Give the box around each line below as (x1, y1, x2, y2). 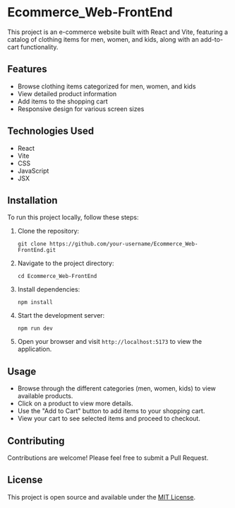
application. (17, 345, 52, 354)
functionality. (20, 42, 59, 51)
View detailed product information (17, 89, 117, 98)
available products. (17, 392, 73, 400)
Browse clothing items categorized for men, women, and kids (17, 82, 196, 91)
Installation (7, 194, 58, 206)
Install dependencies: (17, 285, 80, 294)
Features (7, 63, 47, 75)
